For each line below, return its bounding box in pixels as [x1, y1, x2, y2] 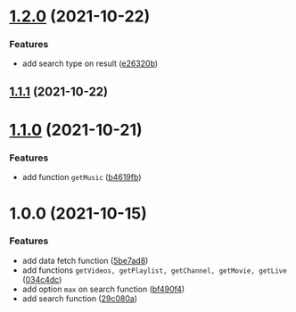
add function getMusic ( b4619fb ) [21, 172, 142, 183]
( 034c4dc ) [21, 274, 62, 284]
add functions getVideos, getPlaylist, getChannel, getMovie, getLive [21, 265, 287, 275]
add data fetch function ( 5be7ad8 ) [21, 255, 149, 266]
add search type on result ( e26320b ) [21, 58, 159, 69]
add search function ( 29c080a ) [21, 292, 138, 304]
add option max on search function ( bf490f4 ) [21, 283, 185, 294]
